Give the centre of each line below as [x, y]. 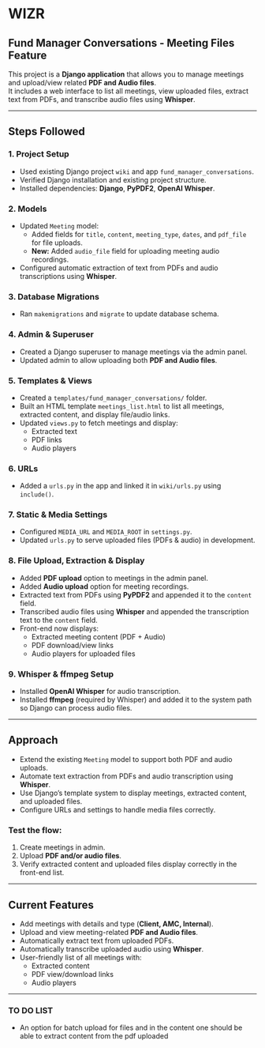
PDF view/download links [73, 974]
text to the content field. [59, 620]
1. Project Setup [39, 154]
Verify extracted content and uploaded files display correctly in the [128, 864]
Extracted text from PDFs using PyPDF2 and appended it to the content [136, 594]
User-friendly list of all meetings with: [80, 957]
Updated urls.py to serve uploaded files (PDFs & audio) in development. [137, 540]
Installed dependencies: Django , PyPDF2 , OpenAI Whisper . [117, 188]
